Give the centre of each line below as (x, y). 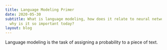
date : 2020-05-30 (23, 14)
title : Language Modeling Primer (40, 10)
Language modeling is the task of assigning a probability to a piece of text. (82, 42)
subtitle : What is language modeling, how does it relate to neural (78, 19)
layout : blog (19, 28)
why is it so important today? (42, 24)
